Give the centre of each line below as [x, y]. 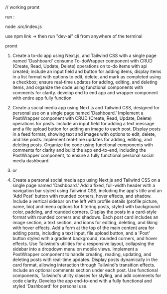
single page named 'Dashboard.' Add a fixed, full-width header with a [84, 185]
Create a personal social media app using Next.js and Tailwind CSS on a [86, 180]
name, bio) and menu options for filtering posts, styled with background [86, 206]
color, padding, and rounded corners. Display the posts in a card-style [84, 212]
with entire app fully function [42, 98]
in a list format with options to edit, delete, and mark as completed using [86, 77]
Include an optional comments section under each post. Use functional [85, 270]
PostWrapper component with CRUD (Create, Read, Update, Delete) [82, 118]
